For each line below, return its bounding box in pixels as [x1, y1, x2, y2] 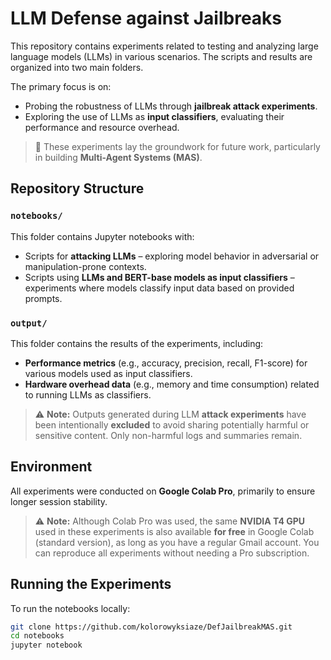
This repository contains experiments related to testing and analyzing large [10, 40, 319, 52]
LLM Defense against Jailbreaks [10, 7, 283, 30]
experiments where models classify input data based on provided [24, 282, 295, 294]
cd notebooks [10, 631, 65, 641]
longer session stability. [10, 495, 108, 507]
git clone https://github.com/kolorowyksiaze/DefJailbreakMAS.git [10, 622, 293, 632]
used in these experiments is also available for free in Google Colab [34, 525, 315, 537]
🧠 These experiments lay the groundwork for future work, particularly [34, 140, 321, 152]
